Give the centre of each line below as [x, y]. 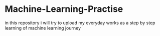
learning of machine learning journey [43, 28]
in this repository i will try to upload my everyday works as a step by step [80, 23]
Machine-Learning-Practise [64, 9]
